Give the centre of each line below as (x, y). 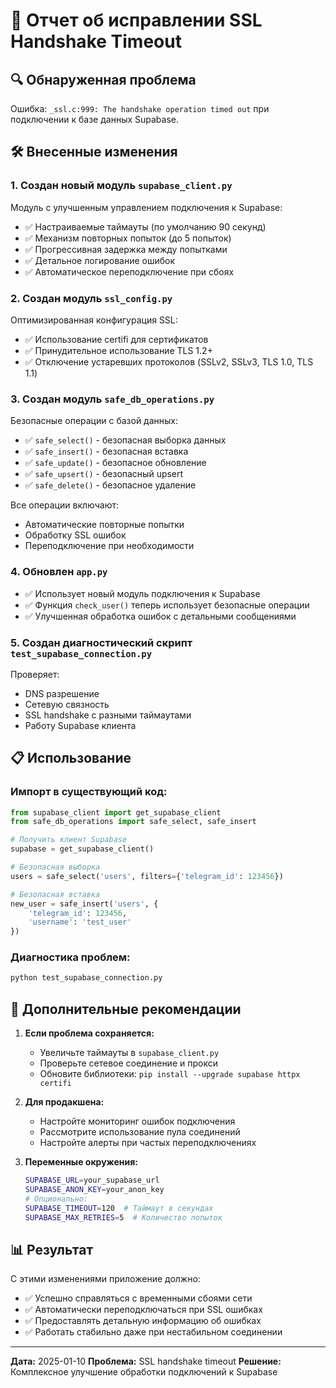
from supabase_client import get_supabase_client (116, 812)
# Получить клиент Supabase (69, 840)
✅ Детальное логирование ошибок (100, 260)
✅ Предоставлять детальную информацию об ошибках (143, 1321)
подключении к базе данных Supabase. (95, 119)
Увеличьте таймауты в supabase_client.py (129, 1053)
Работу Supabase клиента (80, 725)
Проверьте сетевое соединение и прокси (128, 1063)
